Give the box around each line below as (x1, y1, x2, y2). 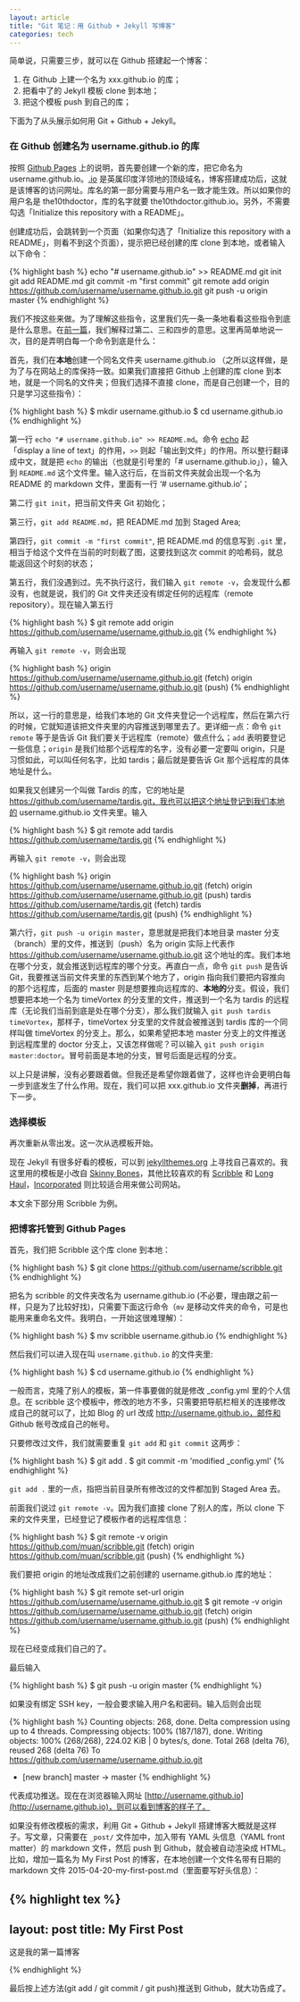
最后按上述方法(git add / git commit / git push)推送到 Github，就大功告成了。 (9, 1983, 291, 1994)
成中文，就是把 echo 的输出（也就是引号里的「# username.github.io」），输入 (9, 456, 288, 467)
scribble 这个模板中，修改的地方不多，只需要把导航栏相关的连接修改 (34, 1396, 286, 1408)
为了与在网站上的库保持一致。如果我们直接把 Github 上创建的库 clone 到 (9, 366, 274, 376)
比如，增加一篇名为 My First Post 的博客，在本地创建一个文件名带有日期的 (9, 1854, 281, 1864)
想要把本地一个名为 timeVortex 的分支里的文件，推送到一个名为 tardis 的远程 (9, 994, 290, 1005)
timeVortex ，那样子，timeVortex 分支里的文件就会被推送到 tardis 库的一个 (9, 1016, 280, 1027)
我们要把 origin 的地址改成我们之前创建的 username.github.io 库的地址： (9, 1569, 275, 1580)
